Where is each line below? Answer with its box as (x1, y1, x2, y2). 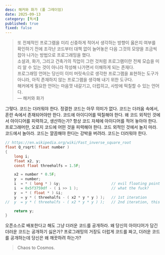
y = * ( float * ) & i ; (14, 190, 63, 195)
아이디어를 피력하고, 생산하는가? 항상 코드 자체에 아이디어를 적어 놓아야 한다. (10, 118, 158, 124)
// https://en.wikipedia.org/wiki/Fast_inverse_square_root (5, 140, 132, 146)
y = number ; (14, 177, 41, 182)
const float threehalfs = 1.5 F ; (14, 163, 81, 168)
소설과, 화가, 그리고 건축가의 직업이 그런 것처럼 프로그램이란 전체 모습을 (17, 58, 155, 64)
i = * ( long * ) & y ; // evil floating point (14, 181, 161, 186)
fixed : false (5, 26, 32, 31)
